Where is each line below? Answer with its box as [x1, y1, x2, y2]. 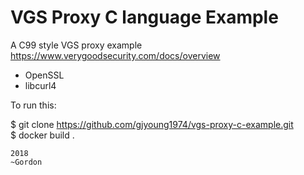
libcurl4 [24, 79, 57, 91]
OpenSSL [24, 69, 65, 81]
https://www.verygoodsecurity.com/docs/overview [10, 49, 221, 61]
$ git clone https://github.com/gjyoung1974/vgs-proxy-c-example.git [10, 118, 294, 130]
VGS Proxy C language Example [10, 6, 279, 29]
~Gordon [10, 157, 43, 167]
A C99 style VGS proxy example [10, 39, 143, 51]
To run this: [10, 99, 57, 111]
